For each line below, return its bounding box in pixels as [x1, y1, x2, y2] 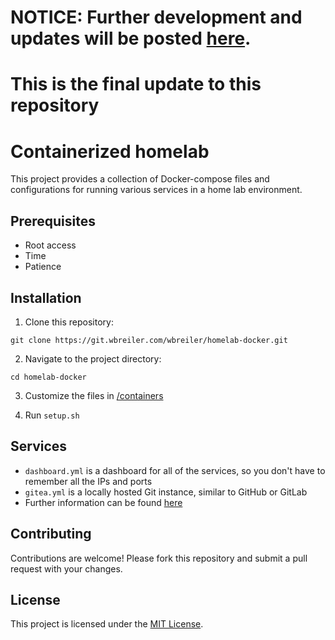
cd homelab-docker [10, 372, 87, 382]
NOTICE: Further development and [10, 6, 303, 29]
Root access [24, 239, 77, 251]
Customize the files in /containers [24, 389, 164, 401]
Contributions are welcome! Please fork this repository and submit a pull [10, 552, 308, 564]
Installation [10, 289, 82, 306]
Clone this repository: [24, 316, 114, 328]
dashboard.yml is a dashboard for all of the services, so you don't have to [24, 464, 326, 476]
